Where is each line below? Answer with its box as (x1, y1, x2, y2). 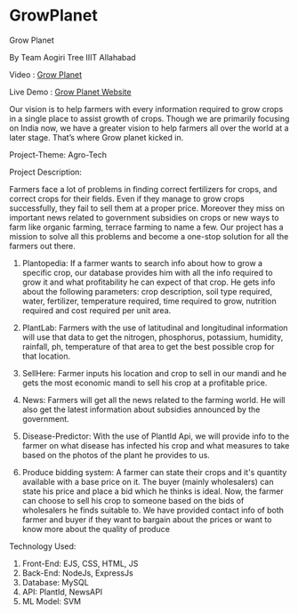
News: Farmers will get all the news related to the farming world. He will (21, 394, 286, 405)
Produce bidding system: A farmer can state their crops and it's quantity (21, 466, 287, 477)
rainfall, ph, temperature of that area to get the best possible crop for (21, 341, 275, 351)
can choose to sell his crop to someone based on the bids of (21, 495, 245, 505)
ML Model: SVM (21, 595, 82, 606)
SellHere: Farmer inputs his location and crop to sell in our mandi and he (21, 368, 287, 378)
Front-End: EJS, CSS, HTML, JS (21, 558, 139, 569)
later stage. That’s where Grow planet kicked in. (9, 132, 184, 142)
